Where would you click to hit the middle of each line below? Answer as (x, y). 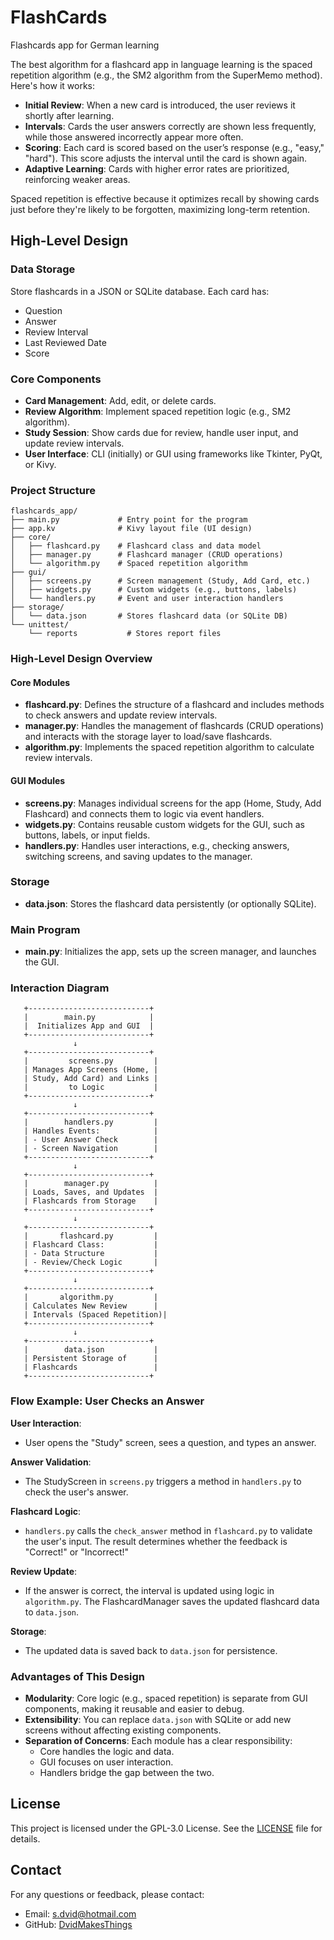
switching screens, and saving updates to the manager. (138, 856)
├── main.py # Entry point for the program (129, 520)
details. (25, 1838)
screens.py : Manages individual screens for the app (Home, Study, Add (173, 803)
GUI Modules (38, 780)
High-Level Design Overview (81, 659)
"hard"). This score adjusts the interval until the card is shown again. (166, 158)
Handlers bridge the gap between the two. (127, 1773)
